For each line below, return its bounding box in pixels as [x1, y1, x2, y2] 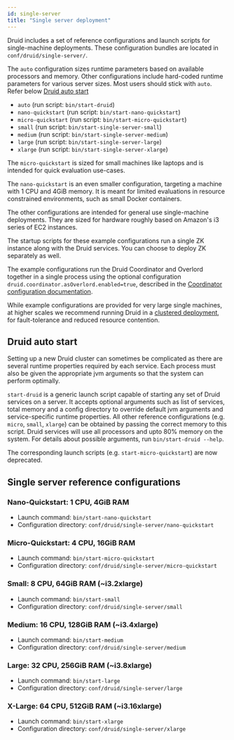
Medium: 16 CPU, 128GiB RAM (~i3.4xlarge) [7, 620, 159, 629]
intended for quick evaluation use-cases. [7, 166, 125, 174]
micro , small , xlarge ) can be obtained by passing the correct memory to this [7, 420, 228, 428]
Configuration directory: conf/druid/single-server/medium [17, 643, 186, 651]
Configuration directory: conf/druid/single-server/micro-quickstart [17, 561, 217, 570]
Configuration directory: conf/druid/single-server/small [17, 602, 183, 610]
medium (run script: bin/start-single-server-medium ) [17, 130, 168, 139]
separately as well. [7, 251, 62, 260]
